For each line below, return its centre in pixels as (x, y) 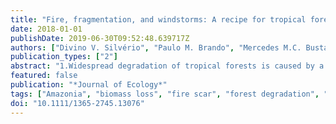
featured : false (44, 76)
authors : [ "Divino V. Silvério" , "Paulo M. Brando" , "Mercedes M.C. (156, 47)
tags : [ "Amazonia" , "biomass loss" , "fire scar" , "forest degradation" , (165, 94)
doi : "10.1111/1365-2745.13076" (77, 103)
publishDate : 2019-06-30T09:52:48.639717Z (100, 38)
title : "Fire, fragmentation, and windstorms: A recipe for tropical (158, 19)
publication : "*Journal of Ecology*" (89, 85)
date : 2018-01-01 (46, 29)
